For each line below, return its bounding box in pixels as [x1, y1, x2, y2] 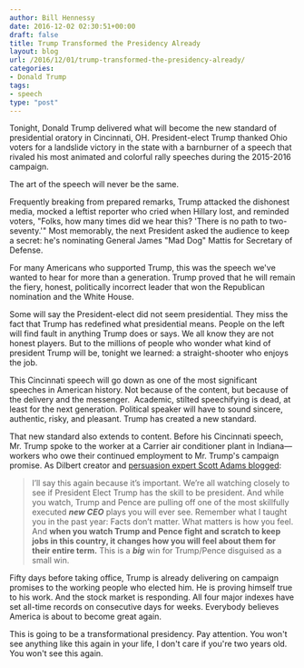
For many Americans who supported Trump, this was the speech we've [9, 263, 277, 274]
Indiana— [257, 441, 293, 452]
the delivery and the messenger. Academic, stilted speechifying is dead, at [9, 394, 291, 405]
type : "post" [9, 97, 59, 107]
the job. [9, 357, 38, 368]
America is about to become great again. [9, 611, 162, 623]
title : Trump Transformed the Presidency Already [9, 38, 201, 48]
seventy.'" [9, 225, 47, 236]
